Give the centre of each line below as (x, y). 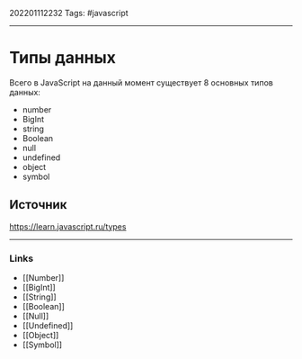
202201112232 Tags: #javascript (69, 13)
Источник (38, 205)
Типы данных (63, 58)
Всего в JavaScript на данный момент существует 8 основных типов (142, 82)
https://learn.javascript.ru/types (68, 226)
